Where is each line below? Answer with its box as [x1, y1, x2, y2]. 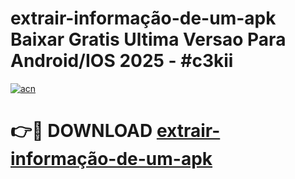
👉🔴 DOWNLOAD [10, 120, 153, 142]
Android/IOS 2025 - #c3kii [10, 50, 234, 72]
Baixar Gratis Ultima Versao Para [10, 28, 287, 51]
